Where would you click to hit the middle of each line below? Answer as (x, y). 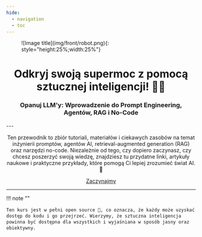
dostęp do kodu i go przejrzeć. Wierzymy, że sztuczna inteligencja (94, 216)
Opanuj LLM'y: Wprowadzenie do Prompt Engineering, (101, 105)
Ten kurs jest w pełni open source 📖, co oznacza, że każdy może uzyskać (101, 210)
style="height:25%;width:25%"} (61, 49)
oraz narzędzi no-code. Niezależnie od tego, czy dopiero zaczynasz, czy (101, 150)
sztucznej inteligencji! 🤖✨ (101, 86)
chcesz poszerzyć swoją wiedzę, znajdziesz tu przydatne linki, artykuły (101, 157)
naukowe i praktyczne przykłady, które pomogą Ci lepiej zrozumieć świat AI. (101, 163)
